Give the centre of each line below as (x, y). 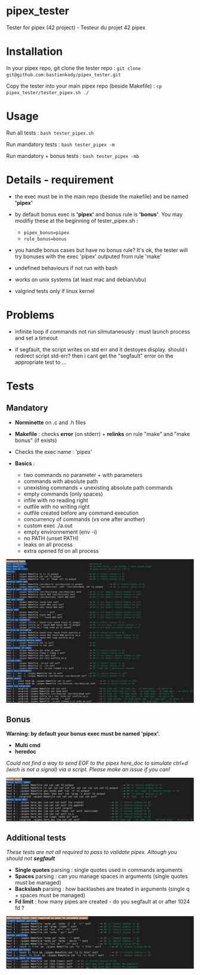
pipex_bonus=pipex (46, 233)
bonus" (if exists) (36, 440)
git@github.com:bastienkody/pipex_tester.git (63, 75)
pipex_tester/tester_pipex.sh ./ (48, 93)
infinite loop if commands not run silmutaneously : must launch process (102, 331)
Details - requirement (60, 180)
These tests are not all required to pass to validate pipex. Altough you (92, 852)
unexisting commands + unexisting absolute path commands (98, 487)
